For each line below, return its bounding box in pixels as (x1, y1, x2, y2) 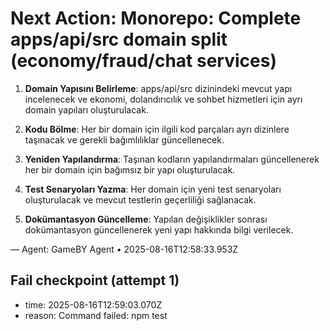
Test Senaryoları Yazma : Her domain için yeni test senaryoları (24, 183, 282, 195)
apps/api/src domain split (10, 28, 228, 51)
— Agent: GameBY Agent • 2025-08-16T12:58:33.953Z (10, 243, 239, 255)
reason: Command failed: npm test (24, 309, 168, 321)
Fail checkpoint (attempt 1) (10, 272, 180, 289)
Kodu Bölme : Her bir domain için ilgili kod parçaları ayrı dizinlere (24, 123, 290, 135)
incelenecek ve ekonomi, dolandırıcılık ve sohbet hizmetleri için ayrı (24, 93, 303, 105)
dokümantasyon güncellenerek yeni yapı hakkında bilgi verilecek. (24, 223, 294, 236)
